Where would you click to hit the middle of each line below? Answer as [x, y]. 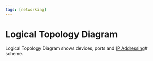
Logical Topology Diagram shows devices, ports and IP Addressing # [76, 48]
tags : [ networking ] [26, 10]
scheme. [14, 53]
